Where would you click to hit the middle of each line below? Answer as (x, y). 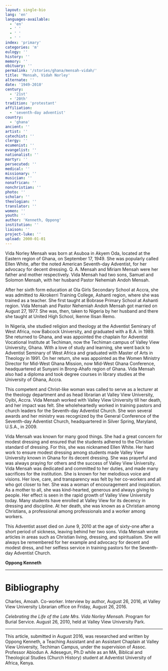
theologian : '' (21, 202)
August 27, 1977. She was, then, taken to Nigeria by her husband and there (82, 311)
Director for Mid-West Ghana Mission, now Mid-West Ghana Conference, (80, 363)
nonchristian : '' (23, 187)
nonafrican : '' (21, 183)
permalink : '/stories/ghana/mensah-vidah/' (51, 71)
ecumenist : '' (20, 146)
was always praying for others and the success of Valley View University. (80, 463)
